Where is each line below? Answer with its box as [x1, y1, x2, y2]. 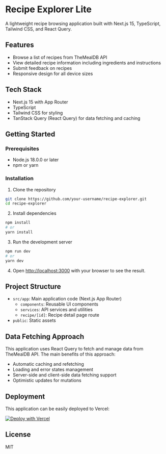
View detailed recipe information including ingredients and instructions [12, 60, 161, 66]
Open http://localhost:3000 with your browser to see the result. [12, 267, 146, 273]
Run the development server [12, 239, 73, 245]
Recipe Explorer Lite [5, 4, 92, 15]
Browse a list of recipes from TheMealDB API [12, 54, 107, 60]
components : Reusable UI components [20, 301, 98, 307]
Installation [5, 175, 34, 182]
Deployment [5, 392, 45, 401]
